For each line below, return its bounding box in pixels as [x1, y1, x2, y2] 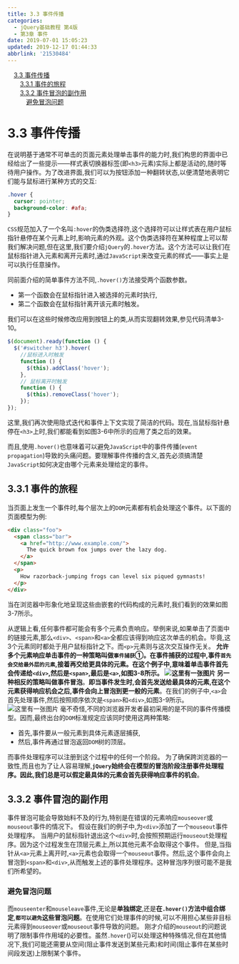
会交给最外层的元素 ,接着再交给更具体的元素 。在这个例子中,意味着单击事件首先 [7, 659, 228, 668]
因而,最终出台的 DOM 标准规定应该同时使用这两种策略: [19, 713, 171, 721]
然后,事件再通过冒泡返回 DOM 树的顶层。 [17, 737, 130, 746]
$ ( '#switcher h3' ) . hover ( [14, 345, 91, 352]
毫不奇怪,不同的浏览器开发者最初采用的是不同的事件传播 [59, 704, 225, 713]
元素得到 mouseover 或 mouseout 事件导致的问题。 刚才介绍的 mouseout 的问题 [7, 922, 220, 930]
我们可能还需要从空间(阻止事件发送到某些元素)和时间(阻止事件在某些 [21, 940, 223, 948]
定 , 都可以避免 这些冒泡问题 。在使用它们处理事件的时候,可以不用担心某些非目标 [7, 913, 232, 921]
